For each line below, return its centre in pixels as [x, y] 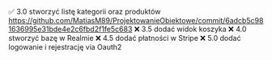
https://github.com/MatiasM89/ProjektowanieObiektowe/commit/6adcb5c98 [136, 20]
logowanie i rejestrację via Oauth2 [65, 47]
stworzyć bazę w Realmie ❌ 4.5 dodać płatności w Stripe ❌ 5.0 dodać [125, 38]
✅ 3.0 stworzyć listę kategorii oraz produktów [85, 12]
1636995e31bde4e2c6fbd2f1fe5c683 [70, 29]
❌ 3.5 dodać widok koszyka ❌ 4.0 [190, 29]
